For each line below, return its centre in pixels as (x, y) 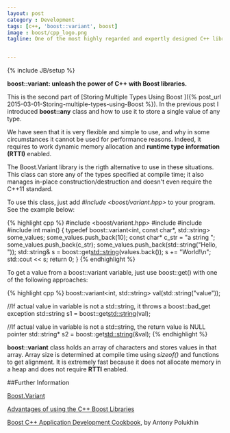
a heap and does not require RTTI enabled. (68, 369)
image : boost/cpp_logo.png (47, 33)
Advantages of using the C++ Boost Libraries (71, 409)
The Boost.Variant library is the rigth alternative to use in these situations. (111, 167)
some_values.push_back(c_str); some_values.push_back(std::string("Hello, (112, 245)
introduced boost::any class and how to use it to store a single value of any (114, 112)
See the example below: (41, 210)
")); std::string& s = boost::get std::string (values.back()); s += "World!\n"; (109, 252)
